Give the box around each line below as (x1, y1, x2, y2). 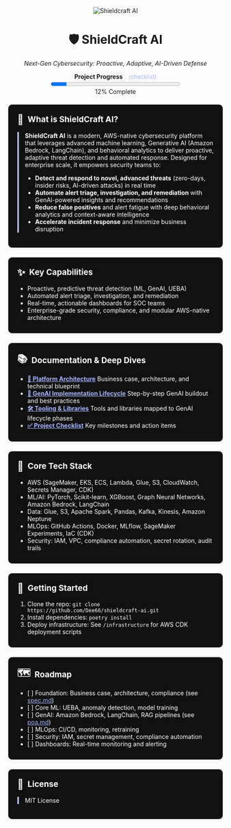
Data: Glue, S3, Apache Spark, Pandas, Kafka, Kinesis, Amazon (27, 507, 206, 516)
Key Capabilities (29, 267, 93, 278)
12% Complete (95, 87, 136, 95)
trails (27, 544, 42, 552)
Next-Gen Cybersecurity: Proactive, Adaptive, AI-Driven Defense (23, 59, 208, 67)
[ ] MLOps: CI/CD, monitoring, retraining (27, 725, 139, 733)
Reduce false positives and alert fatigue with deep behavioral (34, 203, 210, 211)
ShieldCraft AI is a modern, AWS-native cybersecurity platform (25, 131, 203, 140)
